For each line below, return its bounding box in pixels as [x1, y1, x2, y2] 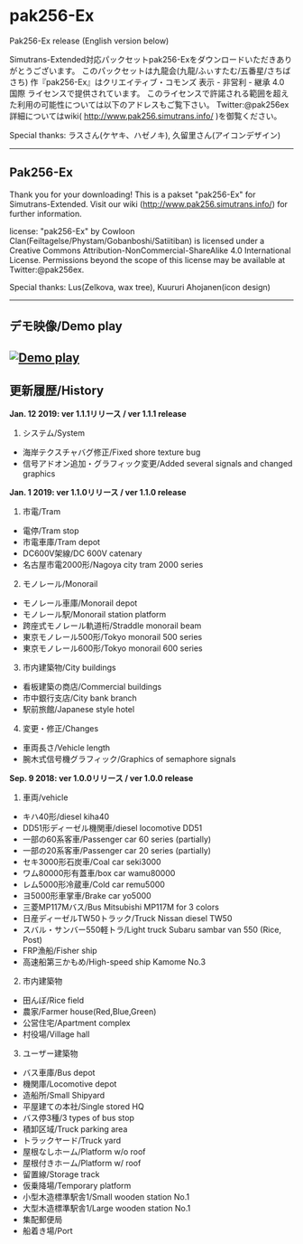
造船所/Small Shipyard [22, 1090, 106, 1101]
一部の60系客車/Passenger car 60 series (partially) [22, 834, 212, 845]
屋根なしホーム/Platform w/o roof [22, 1146, 146, 1157]
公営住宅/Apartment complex [22, 1018, 131, 1029]
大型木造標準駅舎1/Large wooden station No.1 [22, 1203, 191, 1214]
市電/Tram [22, 506, 61, 517]
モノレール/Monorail [22, 579, 98, 589]
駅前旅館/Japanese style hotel [22, 704, 135, 715]
